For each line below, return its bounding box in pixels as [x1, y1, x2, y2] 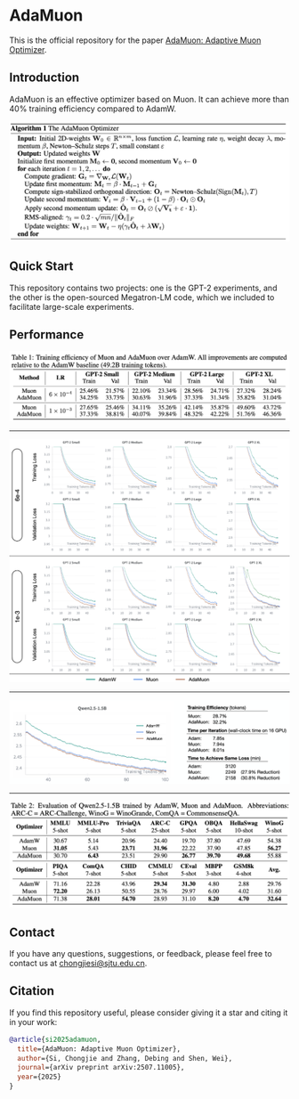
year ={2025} [17, 1072, 62, 1082]
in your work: [9, 1016, 58, 1027]
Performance [9, 327, 85, 343]
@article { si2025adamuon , [9, 1035, 101, 1044]
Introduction [9, 70, 80, 85]
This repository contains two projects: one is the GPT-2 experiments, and [9, 282, 278, 293]
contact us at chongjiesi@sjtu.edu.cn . [9, 958, 148, 969]
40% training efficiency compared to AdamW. [9, 103, 176, 114]
